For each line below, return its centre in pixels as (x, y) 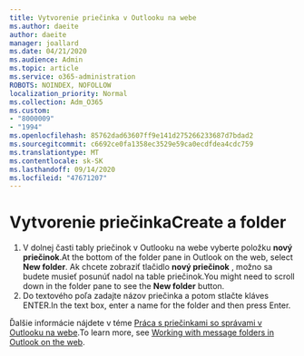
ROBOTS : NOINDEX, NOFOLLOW (60, 85)
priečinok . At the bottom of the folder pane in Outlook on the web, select (157, 257)
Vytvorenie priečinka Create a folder (148, 222)
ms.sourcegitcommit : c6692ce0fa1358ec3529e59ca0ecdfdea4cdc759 (132, 144)
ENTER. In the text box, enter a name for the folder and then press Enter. (157, 305)
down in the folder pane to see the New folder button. (123, 286)
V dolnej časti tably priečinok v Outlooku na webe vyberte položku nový (157, 248)
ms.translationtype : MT (54, 152)
